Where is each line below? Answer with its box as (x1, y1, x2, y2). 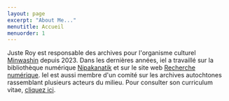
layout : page (7, 10, 46, 17)
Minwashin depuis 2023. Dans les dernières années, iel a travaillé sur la (7, 56, 214, 65)
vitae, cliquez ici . (7, 86, 56, 94)
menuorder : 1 (7, 29, 46, 37)
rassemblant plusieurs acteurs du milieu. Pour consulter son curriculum (7, 78, 214, 87)
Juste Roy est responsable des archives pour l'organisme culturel (7, 49, 196, 57)
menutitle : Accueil (7, 23, 64, 30)
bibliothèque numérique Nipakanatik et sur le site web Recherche (7, 63, 196, 72)
